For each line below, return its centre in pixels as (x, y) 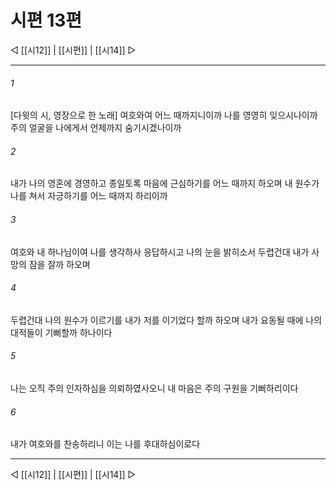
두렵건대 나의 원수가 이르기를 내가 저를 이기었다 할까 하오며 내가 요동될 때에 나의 (166, 320)
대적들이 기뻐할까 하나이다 (61, 332)
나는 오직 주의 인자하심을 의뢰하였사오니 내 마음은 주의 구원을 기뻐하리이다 (154, 388)
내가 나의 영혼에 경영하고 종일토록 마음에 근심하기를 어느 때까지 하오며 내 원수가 (165, 183)
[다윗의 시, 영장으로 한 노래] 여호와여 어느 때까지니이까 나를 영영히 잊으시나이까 (164, 115)
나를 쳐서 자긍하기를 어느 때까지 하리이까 (89, 196)
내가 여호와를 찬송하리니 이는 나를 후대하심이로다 (105, 444)
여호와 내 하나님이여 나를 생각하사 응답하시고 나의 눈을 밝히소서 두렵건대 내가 (160, 252)
